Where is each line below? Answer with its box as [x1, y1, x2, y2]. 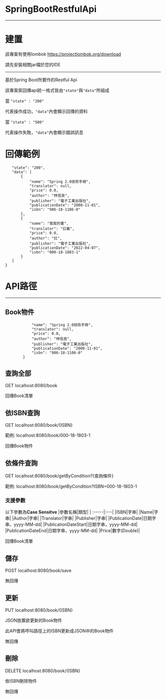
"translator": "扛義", [29, 226, 75, 231]
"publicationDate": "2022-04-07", [29, 245, 100, 250]
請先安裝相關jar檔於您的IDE [5, 61, 61, 67]
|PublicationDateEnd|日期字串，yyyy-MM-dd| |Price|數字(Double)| [5, 528, 140, 534]
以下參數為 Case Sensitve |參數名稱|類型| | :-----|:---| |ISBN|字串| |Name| [5, 509, 154, 515]
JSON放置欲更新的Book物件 [5, 617, 62, 623]
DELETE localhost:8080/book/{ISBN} [5, 667, 81, 674]
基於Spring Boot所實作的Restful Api [5, 77, 78, 83]
